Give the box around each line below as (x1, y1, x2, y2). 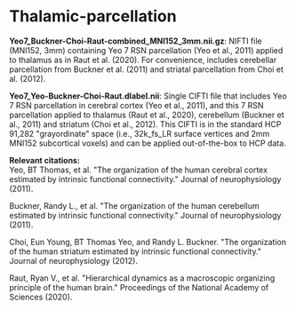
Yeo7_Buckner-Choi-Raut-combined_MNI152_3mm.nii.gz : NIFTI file (9, 36, 262, 46)
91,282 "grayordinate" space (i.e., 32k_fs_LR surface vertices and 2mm (9, 128, 270, 139)
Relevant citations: (9, 155, 80, 165)
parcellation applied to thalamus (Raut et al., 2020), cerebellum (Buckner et (9, 109, 284, 120)
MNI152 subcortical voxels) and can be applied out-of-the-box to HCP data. (9, 138, 286, 148)
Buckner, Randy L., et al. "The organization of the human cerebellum (9, 200, 260, 211)
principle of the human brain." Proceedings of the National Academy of (9, 282, 269, 292)
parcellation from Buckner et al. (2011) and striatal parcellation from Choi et (9, 64, 284, 75)
